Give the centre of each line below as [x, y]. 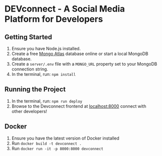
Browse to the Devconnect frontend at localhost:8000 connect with [79, 106]
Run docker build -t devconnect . [47, 143]
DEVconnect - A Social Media [65, 9]
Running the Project [35, 90]
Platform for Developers [54, 19]
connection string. [30, 69]
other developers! [29, 111]
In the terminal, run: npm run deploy [47, 101]
